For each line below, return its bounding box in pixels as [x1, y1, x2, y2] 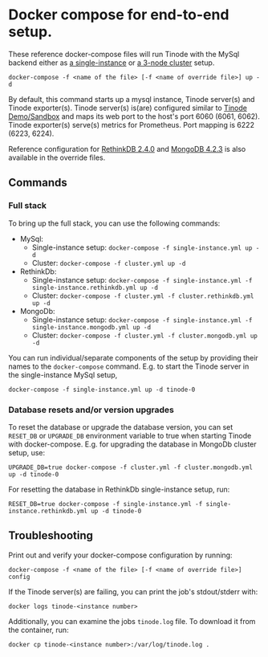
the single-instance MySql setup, [8, 369, 118, 379]
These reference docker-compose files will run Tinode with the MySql [8, 49, 240, 59]
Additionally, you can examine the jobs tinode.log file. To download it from [8, 616, 256, 626]
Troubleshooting [8, 528, 94, 543]
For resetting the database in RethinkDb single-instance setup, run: [8, 484, 230, 494]
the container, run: [8, 625, 70, 635]
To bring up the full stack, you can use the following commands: [8, 218, 221, 228]
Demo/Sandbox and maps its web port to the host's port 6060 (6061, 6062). [8, 111, 261, 121]
